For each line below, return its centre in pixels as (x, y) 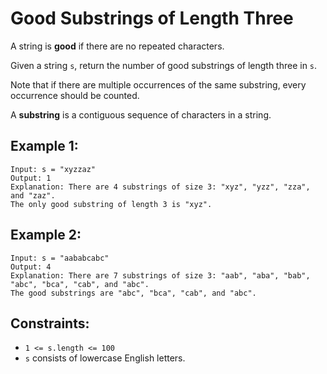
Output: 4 (31, 267)
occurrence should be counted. (75, 95)
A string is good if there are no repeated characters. (117, 46)
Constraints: (50, 323)
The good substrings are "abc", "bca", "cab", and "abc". (133, 293)
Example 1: (44, 146)
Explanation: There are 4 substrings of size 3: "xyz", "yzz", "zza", (160, 187)
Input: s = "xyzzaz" (53, 169)
